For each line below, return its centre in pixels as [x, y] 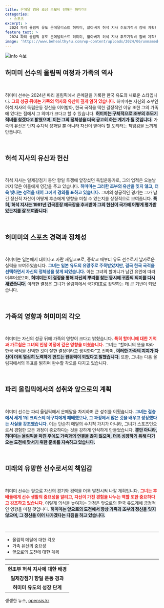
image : [12, 42]
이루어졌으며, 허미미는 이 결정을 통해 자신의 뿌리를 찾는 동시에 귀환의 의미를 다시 [80, 278]
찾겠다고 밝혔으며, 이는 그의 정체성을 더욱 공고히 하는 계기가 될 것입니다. [85, 119]
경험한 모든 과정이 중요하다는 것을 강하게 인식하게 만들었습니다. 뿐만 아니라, [86, 430]
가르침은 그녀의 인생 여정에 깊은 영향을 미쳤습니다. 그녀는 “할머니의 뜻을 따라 [82, 345]
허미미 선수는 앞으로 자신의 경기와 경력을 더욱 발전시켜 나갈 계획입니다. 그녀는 [79, 491]
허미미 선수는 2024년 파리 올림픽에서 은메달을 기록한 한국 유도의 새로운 [73, 95]
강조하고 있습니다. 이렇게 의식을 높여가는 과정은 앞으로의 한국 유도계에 [76, 503]
